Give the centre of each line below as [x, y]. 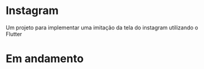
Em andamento [45, 59]
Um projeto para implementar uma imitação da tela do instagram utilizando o [102, 27]
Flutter [14, 34]
